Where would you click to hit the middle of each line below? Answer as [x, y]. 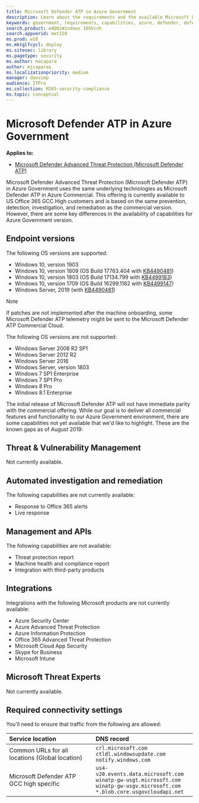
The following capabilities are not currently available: [70, 495]
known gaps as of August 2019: [45, 429]
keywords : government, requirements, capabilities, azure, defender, [94, 23]
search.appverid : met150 [37, 34]
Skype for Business [38, 652]
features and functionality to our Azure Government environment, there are [98, 417]
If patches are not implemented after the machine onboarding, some [89, 313]
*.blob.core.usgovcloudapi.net [140, 792]
